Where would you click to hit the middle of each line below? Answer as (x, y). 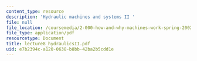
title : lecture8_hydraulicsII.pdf (48, 44)
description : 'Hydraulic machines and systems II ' (70, 17)
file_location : (25, 28)
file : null (19, 22)
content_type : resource (35, 11)
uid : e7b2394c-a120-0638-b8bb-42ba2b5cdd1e (60, 49)
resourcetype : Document (35, 38)
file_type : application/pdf (40, 33)
